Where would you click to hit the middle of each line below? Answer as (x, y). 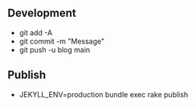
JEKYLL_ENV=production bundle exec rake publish (104, 94)
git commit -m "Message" (62, 41)
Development (42, 13)
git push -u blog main (55, 49)
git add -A (36, 32)
